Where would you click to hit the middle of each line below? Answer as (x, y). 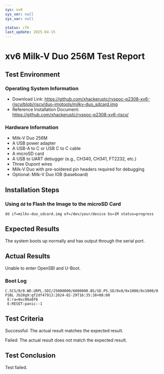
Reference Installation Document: (46, 109)
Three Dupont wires (32, 164)
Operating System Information (42, 88)
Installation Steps (32, 190)
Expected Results (32, 229)
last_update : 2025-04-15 (30, 32)
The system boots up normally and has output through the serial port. (75, 241)
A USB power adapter (34, 143)
